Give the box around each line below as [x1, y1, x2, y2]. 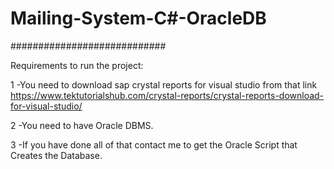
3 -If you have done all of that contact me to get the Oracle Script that [10, 138, 298, 151]
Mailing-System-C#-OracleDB [10, 7, 267, 30]
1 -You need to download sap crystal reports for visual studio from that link [10, 78, 318, 91]
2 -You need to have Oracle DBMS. [10, 119, 154, 131]
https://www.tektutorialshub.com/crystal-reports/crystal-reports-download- [10, 89, 325, 101]
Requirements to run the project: [10, 59, 144, 71]
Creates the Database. [10, 149, 103, 161]
